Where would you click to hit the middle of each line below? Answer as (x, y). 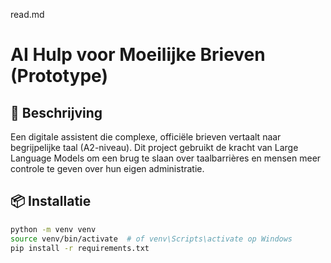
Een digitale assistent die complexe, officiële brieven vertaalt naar (146, 137)
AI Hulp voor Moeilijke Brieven (138, 55)
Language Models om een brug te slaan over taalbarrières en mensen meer (166, 158)
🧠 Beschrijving (56, 112)
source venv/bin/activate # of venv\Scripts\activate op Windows (151, 239)
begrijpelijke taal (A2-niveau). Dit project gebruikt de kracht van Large (154, 147)
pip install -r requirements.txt (80, 248)
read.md (27, 14)
